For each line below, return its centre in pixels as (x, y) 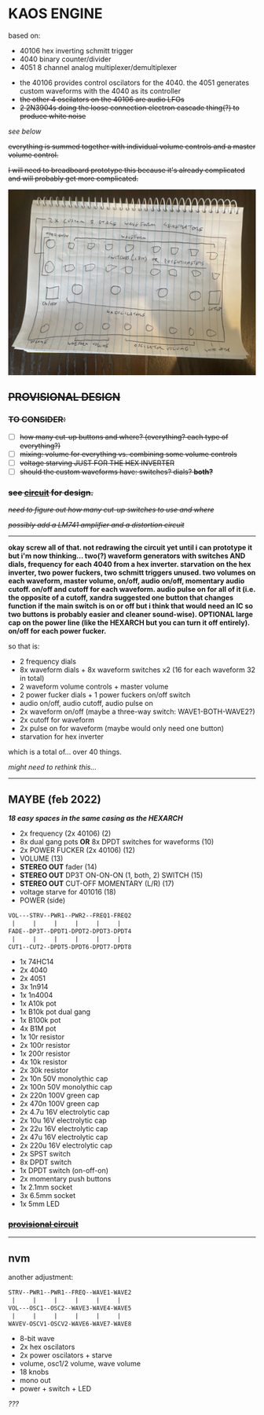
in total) (32, 678)
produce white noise (53, 116)
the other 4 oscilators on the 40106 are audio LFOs (102, 99)
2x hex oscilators (47, 1347)
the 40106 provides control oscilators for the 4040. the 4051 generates (134, 83)
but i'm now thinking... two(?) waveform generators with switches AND (127, 556)
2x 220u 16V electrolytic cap (66, 1145)
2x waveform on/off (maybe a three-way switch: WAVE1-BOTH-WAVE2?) (137, 711)
